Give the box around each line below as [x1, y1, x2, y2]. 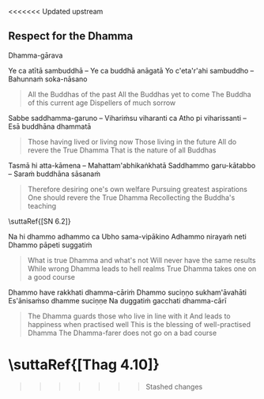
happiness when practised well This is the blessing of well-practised [27, 319, 251, 329]
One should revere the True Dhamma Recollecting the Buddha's [27, 193, 236, 202]
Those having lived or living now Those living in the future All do [27, 137, 237, 146]
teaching [27, 201, 57, 210]
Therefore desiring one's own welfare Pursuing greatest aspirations [27, 184, 247, 194]
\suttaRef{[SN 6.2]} [8, 216, 71, 226]
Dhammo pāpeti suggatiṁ [8, 240, 92, 250]
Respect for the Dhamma [8, 29, 134, 43]
